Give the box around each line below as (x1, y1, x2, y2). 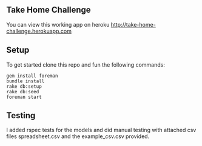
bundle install (6, 78, 45, 84)
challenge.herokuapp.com (6, 27, 72, 35)
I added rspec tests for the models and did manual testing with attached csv (6, 127, 197, 134)
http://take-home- (110, 21, 156, 28)
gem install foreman (6, 73, 59, 79)
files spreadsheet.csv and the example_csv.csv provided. (6, 133, 150, 140)
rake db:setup (6, 83, 42, 90)
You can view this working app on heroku (6, 21, 110, 28)
